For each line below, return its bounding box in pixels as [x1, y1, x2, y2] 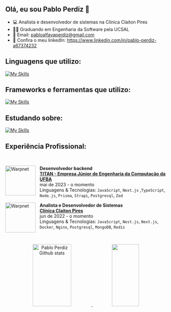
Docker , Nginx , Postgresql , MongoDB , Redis [40, 224, 126, 230]
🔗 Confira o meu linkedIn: [12, 37, 66, 43]
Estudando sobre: [5, 114, 63, 122]
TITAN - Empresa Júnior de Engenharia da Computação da [40, 171, 166, 177]
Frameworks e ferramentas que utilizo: [5, 86, 131, 94]
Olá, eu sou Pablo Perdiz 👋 [5, 5, 90, 14]
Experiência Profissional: [5, 142, 87, 151]
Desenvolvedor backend [40, 165, 93, 172]
